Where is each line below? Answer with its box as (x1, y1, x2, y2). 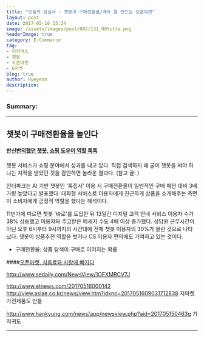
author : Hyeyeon (6, 76, 47, 82)
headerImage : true (6, 32, 53, 38)
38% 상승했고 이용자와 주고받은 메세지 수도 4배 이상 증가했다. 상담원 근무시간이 (6, 218, 195, 225)
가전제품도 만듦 (6, 297, 42, 304)
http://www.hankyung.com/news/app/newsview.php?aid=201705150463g (6, 310, 191, 317)
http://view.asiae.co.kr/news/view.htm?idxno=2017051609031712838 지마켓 (6, 289, 195, 297)
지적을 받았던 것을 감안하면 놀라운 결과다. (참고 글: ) (17, 169, 140, 176)
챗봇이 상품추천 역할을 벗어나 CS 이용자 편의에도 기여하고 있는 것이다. (19, 233, 183, 240)
